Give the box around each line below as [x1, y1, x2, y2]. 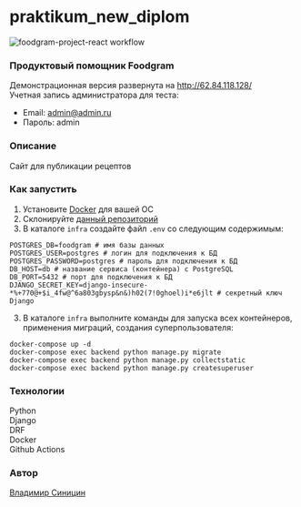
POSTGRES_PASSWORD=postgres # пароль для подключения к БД [9, 257, 238, 266]
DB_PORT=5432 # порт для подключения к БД [9, 272, 173, 281]
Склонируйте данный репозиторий [22, 213, 159, 224]
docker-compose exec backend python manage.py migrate [9, 348, 222, 357]
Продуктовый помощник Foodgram [9, 59, 175, 72]
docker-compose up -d [9, 340, 92, 349]
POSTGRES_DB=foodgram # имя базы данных [9, 240, 166, 249]
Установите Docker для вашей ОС [22, 203, 155, 215]
